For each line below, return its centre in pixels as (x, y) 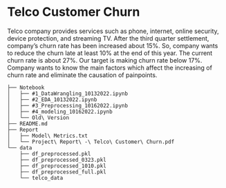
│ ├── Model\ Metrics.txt (48, 136)
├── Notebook (26, 87)
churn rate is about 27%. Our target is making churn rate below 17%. (105, 60)
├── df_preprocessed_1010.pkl (63, 166)
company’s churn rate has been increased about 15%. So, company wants (113, 45)
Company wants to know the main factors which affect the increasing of (110, 67)
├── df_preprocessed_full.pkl (63, 172)
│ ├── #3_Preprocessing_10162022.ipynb (68, 105)
